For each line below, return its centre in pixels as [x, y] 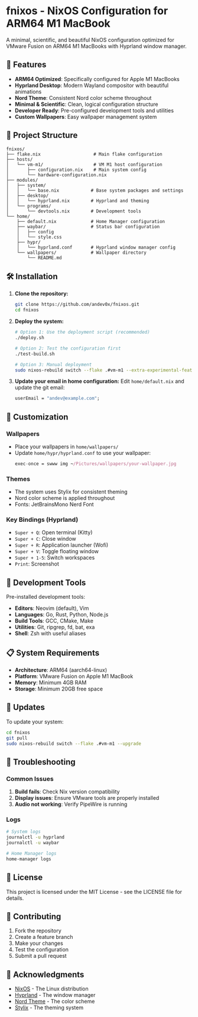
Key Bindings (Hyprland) [42, 520]
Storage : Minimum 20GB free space [59, 689]
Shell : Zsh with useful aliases [50, 634]
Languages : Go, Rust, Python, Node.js [61, 615]
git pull [17, 738]
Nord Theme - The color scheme [55, 1002]
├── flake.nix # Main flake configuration [84, 154]
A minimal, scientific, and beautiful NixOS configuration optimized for [90, 40]
